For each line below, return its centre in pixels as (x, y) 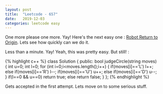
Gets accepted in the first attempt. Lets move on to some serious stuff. (76, 87)
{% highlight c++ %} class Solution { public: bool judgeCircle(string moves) (81, 61)
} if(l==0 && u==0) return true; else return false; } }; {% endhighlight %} (77, 77)
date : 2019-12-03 (25, 19)
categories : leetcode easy (33, 23)
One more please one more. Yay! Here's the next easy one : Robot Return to (81, 37)
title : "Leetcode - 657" (31, 14)
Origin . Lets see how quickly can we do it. (47, 43)
